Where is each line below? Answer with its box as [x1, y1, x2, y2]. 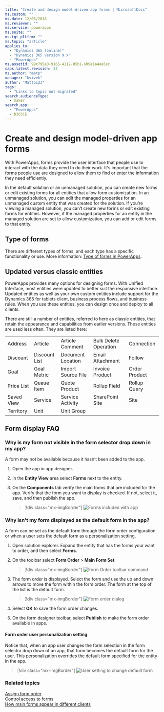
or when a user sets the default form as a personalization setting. [5, 533, 136, 539]
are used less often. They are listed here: [5, 326, 87, 332]
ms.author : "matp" [5, 71, 42, 76]
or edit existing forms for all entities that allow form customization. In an [5, 189, 149, 196]
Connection [128, 341, 156, 347]
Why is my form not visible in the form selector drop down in [5, 439, 151, 446]
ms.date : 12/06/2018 [5, 16, 47, 21]
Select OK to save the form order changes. [12, 605, 99, 612]
